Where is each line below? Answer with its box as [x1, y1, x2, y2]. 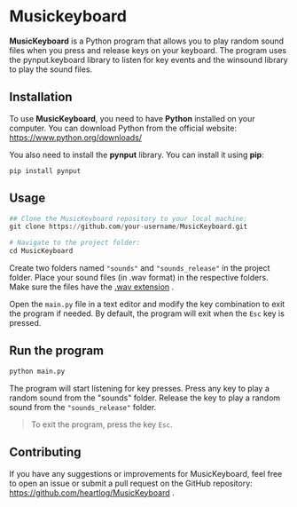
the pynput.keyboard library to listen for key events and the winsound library [9, 54, 288, 65]
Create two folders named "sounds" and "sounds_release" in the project [9, 263, 270, 273]
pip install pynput [9, 166, 82, 175]
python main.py [9, 367, 66, 376]
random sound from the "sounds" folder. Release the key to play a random [9, 392, 281, 403]
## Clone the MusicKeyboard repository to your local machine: [9, 214, 248, 223]
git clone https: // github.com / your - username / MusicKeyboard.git [9, 222, 248, 232]
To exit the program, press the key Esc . [30, 419, 173, 430]
